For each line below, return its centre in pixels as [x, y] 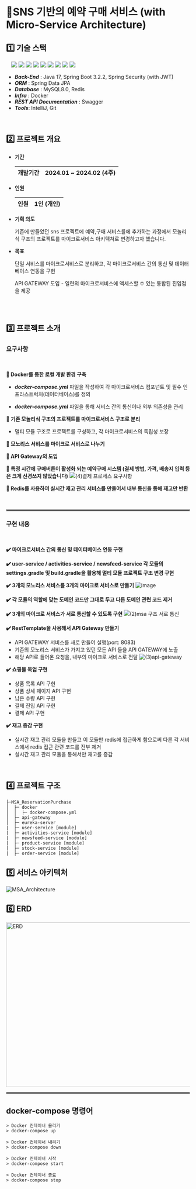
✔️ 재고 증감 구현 [24, 725]
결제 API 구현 [29, 713]
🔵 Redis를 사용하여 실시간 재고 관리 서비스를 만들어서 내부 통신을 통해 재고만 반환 [97, 488]
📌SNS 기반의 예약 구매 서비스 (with [86, 12]
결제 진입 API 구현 [35, 705]
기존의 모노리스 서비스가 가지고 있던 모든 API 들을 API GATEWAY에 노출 [96, 649]
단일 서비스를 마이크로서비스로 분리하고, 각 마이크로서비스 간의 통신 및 [94, 263]
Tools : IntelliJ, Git [35, 108]
